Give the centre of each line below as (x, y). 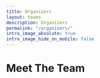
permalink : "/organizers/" (40, 28)
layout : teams (24, 17)
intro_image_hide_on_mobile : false (50, 39)
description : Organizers (37, 22)
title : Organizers (29, 12)
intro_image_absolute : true (41, 34)
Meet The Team (46, 68)
